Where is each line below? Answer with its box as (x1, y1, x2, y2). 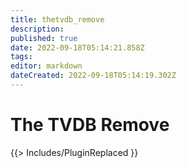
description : (10, 24, 65, 34)
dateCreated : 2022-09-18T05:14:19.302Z (10, 71, 177, 81)
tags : (10, 52, 33, 62)
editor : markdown (10, 61, 83, 71)
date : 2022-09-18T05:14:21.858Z (10, 42, 145, 53)
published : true (10, 33, 78, 43)
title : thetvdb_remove (10, 14, 105, 25)
